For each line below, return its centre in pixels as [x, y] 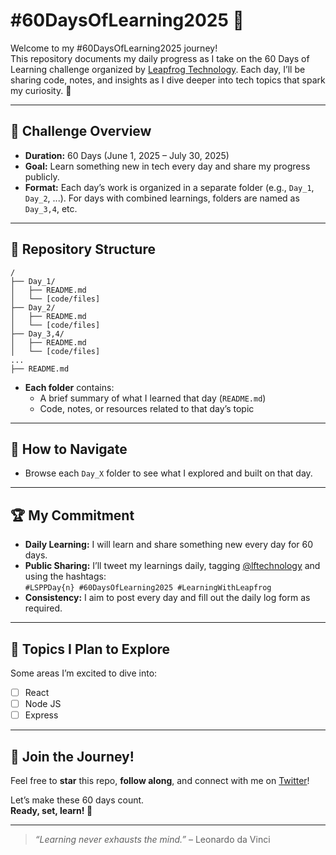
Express [41, 715]
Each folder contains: [69, 387]
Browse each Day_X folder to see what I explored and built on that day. [168, 473]
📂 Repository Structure [83, 249]
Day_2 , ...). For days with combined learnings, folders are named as [162, 198]
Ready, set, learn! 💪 [51, 810]
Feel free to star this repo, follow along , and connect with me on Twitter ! [160, 780]
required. [43, 608]
